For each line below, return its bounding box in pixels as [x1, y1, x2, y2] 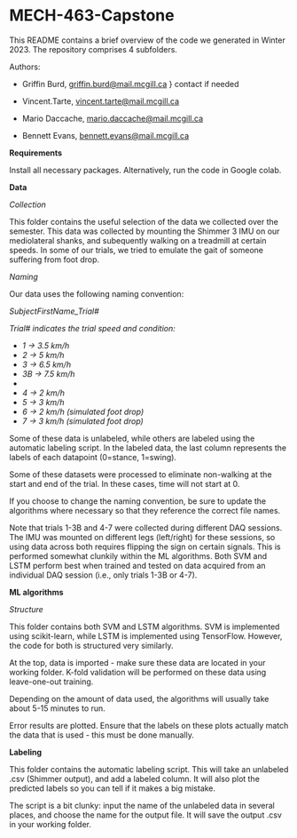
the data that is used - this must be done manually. [9, 730, 195, 740]
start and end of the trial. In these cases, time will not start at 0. [9, 478, 240, 489]
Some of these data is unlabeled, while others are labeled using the [9, 433, 255, 443]
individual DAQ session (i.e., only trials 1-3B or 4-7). [9, 570, 198, 580]
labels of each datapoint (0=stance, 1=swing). [9, 451, 177, 462]
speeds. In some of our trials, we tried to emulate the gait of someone [9, 244, 264, 255]
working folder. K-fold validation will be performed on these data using [9, 666, 267, 677]
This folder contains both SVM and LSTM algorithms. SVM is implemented [9, 621, 280, 632]
